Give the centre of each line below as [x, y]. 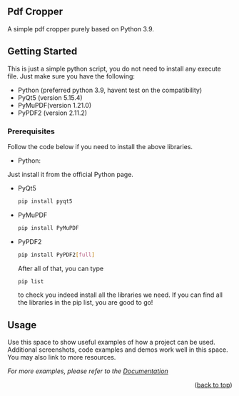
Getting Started [42, 52]
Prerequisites [31, 131]
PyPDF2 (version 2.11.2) [52, 113]
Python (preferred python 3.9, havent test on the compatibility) [110, 90]
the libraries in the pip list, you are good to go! [85, 303]
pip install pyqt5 [45, 201]
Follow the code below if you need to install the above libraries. [100, 146]
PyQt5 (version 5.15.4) [50, 97]
